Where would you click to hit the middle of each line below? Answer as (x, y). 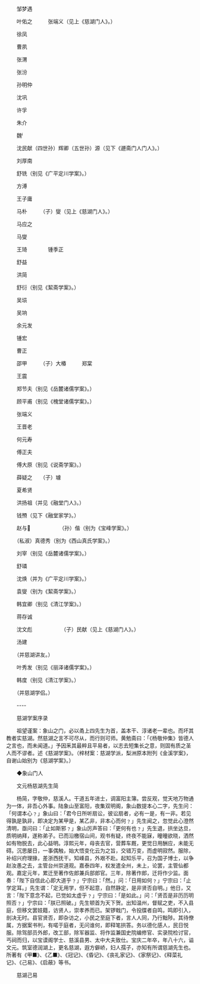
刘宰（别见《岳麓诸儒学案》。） (53, 553)
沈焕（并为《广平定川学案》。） (53, 579)
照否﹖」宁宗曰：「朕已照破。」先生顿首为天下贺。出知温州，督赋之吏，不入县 (100, 903)
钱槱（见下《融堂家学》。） (48, 515)
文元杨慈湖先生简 (37, 786)
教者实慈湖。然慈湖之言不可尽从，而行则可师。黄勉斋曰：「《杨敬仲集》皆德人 (100, 738)
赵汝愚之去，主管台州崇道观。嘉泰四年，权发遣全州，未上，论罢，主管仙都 (97, 865)
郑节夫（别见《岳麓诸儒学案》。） (56, 389)
